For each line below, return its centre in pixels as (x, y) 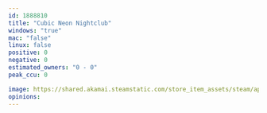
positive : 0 (28, 53)
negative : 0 (28, 60)
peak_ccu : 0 (28, 75)
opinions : (25, 96)
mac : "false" (30, 38)
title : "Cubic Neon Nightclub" (60, 23)
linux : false (30, 45)
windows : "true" (35, 30)
